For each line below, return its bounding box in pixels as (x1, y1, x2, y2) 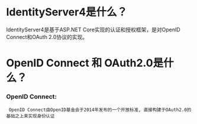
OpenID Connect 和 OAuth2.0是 (6, 57, 164, 70)
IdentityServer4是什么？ (6, 5, 128, 19)
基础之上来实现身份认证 (6, 113, 55, 119)
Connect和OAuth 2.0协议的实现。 (6, 33, 88, 40)
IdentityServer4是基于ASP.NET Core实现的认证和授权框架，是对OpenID (6, 26, 180, 33)
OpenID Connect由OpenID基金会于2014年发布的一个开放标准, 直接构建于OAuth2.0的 (8, 107, 192, 113)
